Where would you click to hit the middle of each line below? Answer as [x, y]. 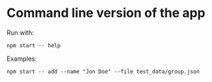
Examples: [22, 59]
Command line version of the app [106, 13]
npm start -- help [34, 45]
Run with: [20, 33]
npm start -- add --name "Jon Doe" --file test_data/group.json [103, 71]
